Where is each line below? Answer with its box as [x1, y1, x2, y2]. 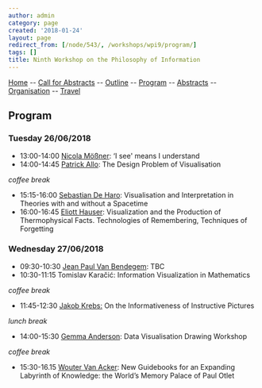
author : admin [8, 11, 56, 20]
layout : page [8, 33, 52, 42]
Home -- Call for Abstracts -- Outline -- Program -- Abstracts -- [8, 77, 217, 87]
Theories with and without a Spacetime [19, 198, 148, 208]
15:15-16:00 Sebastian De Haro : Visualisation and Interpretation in [19, 190, 234, 199]
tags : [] [8, 48, 37, 56]
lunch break [8, 316, 48, 325]
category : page [8, 19, 59, 27]
